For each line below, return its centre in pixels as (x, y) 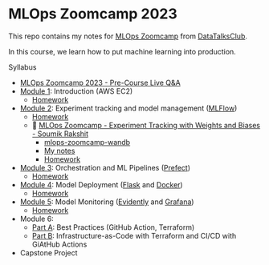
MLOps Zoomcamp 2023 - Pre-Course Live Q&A (100, 82)
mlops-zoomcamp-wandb (87, 142)
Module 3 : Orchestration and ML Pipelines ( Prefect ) (105, 167)
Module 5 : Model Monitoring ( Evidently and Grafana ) (107, 202)
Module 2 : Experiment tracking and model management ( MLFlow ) (128, 108)
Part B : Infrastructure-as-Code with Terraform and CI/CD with (134, 235)
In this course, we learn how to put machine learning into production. (122, 51)
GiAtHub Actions (59, 244)
